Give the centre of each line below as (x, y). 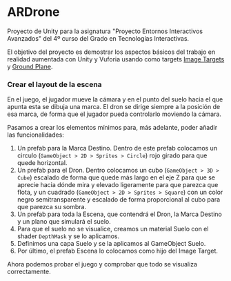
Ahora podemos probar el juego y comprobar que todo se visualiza (102, 264)
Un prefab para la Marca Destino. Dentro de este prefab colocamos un (117, 148)
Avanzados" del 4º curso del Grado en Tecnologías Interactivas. (98, 38)
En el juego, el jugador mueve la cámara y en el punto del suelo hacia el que (115, 99)
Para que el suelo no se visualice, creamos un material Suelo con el (113, 229)
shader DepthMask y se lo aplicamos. (68, 236)
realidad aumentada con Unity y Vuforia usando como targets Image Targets (116, 59)
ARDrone (33, 12)
